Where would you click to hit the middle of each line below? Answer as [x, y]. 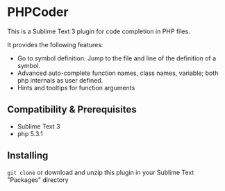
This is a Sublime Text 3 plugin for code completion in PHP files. [99, 31]
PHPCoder [38, 12]
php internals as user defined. [60, 80]
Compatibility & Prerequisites [72, 109]
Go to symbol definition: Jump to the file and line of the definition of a [117, 58]
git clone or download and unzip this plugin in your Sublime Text [101, 172]
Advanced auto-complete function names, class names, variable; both [118, 73]
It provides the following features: [55, 44]
